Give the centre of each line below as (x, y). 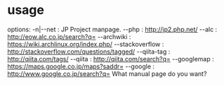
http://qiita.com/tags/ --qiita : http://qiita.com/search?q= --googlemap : (111, 59)
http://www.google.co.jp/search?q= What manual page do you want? (107, 74)
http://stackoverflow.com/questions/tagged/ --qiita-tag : (89, 52)
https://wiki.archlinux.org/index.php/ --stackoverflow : (86, 44)
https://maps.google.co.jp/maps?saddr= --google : (81, 66)
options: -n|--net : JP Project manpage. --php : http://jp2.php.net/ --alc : (112, 29)
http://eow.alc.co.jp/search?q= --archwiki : (69, 36)
